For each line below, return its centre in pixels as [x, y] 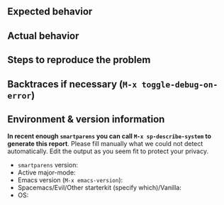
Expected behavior [50, 12]
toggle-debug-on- [180, 84]
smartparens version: [47, 165]
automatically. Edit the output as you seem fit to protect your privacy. [108, 151]
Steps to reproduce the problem [79, 60]
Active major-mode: [46, 172]
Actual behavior [43, 36]
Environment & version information [86, 119]
